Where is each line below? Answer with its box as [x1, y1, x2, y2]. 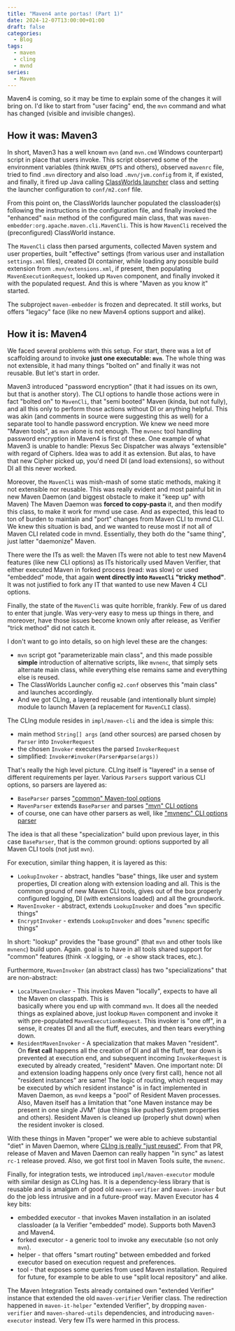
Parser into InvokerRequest [17, 737, 95, 746]
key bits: [7, 1200, 31, 1208]
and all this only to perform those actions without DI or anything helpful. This [7, 405, 228, 413]
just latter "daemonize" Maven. [7, 537, 97, 546]
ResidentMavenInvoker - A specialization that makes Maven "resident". [17, 1039, 219, 1047]
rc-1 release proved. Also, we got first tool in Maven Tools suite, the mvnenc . [7, 1157, 225, 1165]
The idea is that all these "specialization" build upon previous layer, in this [7, 830, 220, 838]
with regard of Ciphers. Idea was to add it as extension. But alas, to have [7, 449, 216, 457]
